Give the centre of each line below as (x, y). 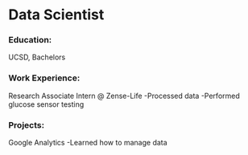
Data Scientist (56, 15)
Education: (30, 40)
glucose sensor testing (46, 104)
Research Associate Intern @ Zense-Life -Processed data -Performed (124, 96)
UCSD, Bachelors (37, 57)
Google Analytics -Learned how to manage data (88, 143)
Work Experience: (44, 78)
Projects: (27, 124)
